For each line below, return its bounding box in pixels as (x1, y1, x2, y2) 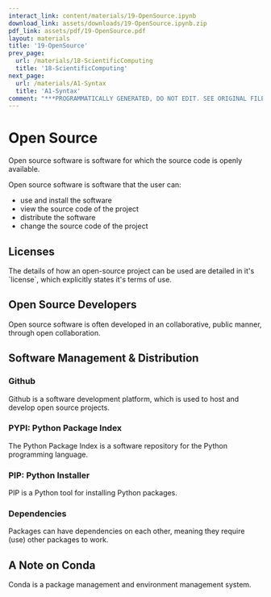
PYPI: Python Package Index (8, 423, 123, 434)
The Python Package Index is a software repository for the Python (8, 440, 228, 450)
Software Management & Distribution (8, 352, 199, 365)
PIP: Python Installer (8, 470, 90, 481)
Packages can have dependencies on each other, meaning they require (8, 526, 245, 536)
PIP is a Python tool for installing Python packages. (8, 488, 177, 498)
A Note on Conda (8, 558, 96, 572)
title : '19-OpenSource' (8, 42, 89, 50)
